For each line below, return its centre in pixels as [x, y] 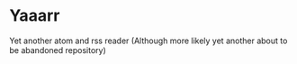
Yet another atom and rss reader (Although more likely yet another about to [148, 41]
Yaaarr [35, 16]
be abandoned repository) [58, 50]
